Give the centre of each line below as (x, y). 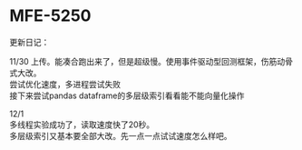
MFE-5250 (50, 16)
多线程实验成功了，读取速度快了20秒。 (82, 125)
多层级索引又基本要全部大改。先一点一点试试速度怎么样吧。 (121, 135)
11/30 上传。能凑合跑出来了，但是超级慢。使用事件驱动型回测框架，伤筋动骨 (151, 61)
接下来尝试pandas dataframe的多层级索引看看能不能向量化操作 (127, 95)
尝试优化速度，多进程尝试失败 (65, 84)
